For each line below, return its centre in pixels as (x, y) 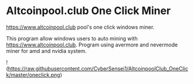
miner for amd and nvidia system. (46, 51)
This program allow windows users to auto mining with (72, 38)
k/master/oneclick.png (33, 75)
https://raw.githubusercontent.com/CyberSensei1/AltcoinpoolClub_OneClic (98, 68)
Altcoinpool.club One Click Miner (89, 11)
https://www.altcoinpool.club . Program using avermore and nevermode (92, 45)
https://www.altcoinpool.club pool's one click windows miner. (80, 27)
